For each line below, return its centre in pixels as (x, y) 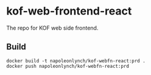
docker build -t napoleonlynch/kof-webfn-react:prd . (76, 61)
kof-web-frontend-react (69, 11)
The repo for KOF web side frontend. (52, 28)
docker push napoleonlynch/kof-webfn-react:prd (68, 66)
